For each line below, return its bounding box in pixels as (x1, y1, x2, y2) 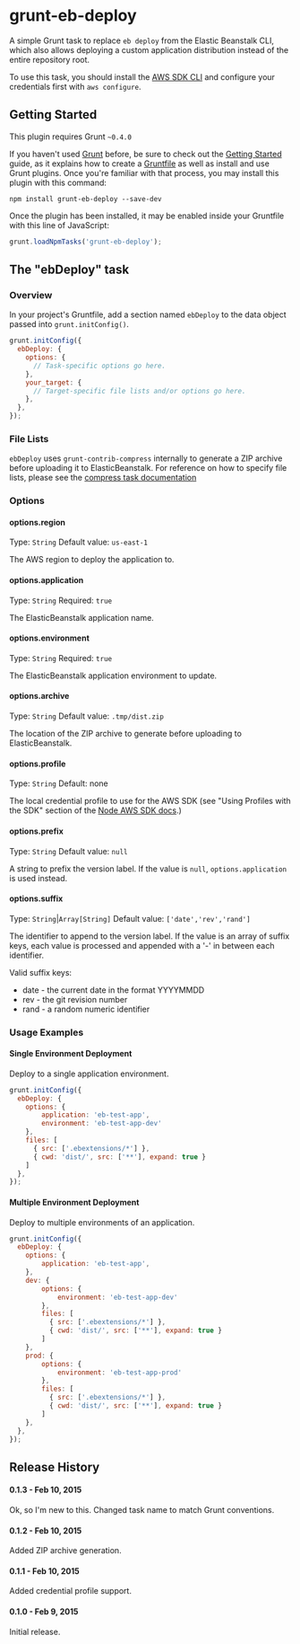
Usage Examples (9, 1026, 84, 1039)
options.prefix (9, 826, 64, 836)
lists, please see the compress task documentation (9, 473, 197, 483)
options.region (9, 517, 65, 527)
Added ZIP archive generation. (9, 1545, 123, 1556)
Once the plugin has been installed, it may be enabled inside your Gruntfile (9, 210, 285, 221)
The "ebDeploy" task (9, 262, 130, 278)
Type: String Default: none (9, 778, 109, 789)
